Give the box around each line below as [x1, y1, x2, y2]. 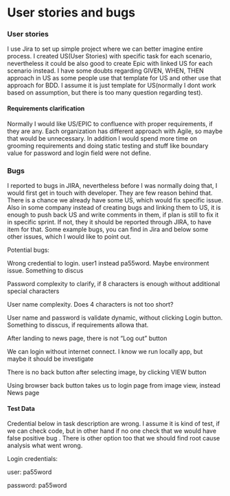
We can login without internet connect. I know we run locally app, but [7, 347, 203, 355]
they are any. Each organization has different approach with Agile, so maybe [7, 127, 223, 135]
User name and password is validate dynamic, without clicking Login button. [7, 314, 223, 322]
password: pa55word [7, 482, 67, 490]
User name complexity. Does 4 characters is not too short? [7, 300, 174, 308]
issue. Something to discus [7, 266, 84, 274]
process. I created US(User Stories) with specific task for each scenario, [7, 52, 212, 60]
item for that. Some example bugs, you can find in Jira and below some [7, 225, 209, 233]
